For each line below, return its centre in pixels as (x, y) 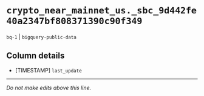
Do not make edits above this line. (49, 88)
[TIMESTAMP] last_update (48, 70)
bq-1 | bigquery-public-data (42, 37)
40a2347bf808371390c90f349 (74, 21)
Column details (36, 56)
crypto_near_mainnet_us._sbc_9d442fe (102, 11)
